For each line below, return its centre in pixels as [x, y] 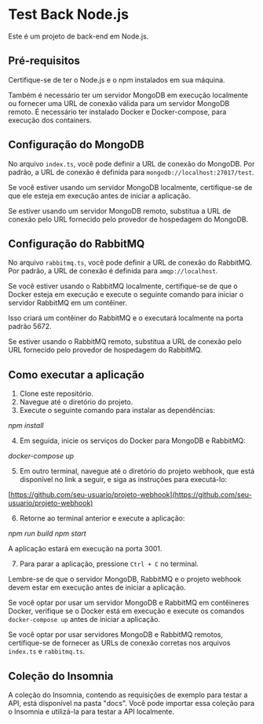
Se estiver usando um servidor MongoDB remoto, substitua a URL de [120, 210]
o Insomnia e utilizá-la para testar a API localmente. [91, 711]
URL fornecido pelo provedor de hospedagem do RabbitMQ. [105, 350]
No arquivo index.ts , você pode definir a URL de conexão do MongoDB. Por [131, 163]
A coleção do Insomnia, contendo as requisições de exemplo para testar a [128, 695]
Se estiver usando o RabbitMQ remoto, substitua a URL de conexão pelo [125, 342]
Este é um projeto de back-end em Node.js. [79, 36]
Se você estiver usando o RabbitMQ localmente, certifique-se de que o [123, 286]
